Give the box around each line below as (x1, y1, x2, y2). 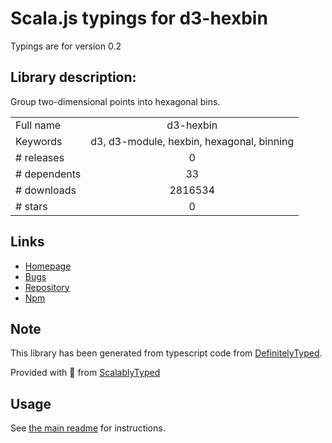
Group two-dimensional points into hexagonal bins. (10, 95, 221, 107)
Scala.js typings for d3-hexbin (10, 7, 268, 30)
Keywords (15, 134, 63, 148)
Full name (15, 118, 62, 132)
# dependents (15, 167, 82, 181)
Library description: (10, 69, 137, 86)
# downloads (15, 183, 77, 197)
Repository (24, 281, 70, 293)
